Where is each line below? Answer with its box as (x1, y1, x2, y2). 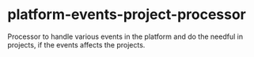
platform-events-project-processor (7, 6, 247, 24)
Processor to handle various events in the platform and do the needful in (7, 32, 243, 41)
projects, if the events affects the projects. (7, 40, 146, 49)
